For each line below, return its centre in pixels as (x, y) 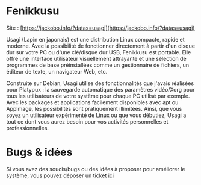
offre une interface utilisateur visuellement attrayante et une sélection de (96, 58)
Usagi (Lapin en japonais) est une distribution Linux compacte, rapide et (95, 39)
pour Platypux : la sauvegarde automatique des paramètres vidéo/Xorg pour (100, 89)
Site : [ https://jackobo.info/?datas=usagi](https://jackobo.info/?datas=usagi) (100, 28)
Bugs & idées (39, 152)
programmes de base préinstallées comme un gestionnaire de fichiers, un (98, 65)
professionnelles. (28, 128)
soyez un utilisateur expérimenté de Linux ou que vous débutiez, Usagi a (96, 115)
